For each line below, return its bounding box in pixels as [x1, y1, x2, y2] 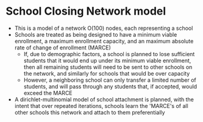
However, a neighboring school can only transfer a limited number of [23, 76, 196, 84]
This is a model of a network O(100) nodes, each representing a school [14, 24, 193, 32]
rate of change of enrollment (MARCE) [14, 44, 111, 51]
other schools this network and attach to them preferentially [14, 109, 165, 116]
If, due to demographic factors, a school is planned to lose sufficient [23, 50, 195, 57]
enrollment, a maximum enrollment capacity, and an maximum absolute [14, 37, 194, 45]
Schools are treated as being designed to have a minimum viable [14, 30, 177, 38]
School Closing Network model [5, 4, 166, 18]
